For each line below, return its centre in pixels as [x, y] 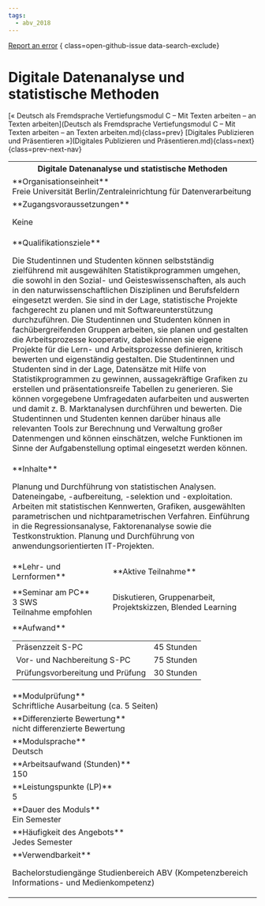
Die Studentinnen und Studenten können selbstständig [113, 261]
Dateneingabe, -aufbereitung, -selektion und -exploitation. [122, 497]
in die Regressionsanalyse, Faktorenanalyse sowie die [112, 526]
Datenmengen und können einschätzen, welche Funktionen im [127, 438]
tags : [17, 15]
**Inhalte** [35, 469]
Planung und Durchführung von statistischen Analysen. [114, 487]
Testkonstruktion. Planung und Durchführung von [103, 536]
